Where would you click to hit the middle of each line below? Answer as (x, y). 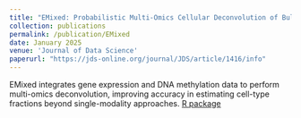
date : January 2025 (46, 42)
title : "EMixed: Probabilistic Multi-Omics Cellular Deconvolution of (144, 17)
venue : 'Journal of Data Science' (74, 51)
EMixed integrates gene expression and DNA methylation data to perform (145, 84)
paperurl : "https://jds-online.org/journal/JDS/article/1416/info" (138, 59)
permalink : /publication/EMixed (69, 34)
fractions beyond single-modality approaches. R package (115, 103)
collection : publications (57, 26)
